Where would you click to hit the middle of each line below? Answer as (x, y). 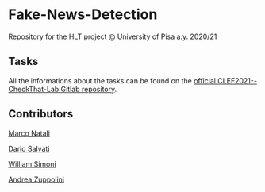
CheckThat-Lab (34, 89)
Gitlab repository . (89, 89)
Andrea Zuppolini (36, 179)
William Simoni (33, 163)
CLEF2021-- (238, 80)
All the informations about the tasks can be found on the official (112, 80)
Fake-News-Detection (83, 15)
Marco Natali (29, 133)
